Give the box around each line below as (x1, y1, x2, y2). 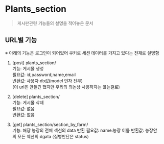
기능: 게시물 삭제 (12, 99, 44, 105)
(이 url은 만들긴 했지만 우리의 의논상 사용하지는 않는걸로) (12, 84, 120, 90)
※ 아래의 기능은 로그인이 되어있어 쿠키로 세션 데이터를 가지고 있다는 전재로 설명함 (5, 50, 160, 56)
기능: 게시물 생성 (12, 65, 44, 72)
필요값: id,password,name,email (12, 72, 76, 77)
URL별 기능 (5, 36, 37, 45)
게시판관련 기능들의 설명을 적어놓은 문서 (17, 20, 94, 26)
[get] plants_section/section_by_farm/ (12, 121, 88, 127)
